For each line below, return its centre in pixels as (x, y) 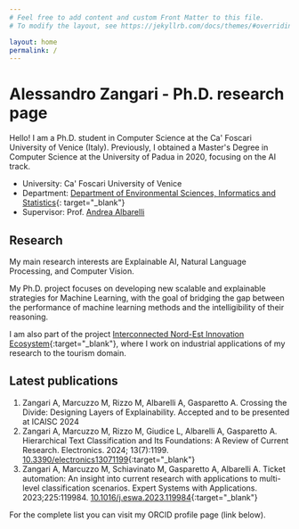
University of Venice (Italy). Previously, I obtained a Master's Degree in (139, 147)
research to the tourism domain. (68, 353)
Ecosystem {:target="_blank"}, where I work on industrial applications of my (147, 343)
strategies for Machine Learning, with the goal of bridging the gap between (147, 298)
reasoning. (29, 317)
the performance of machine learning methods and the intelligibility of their (147, 307)
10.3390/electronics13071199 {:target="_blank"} (109, 459)
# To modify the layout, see (63, 26)
